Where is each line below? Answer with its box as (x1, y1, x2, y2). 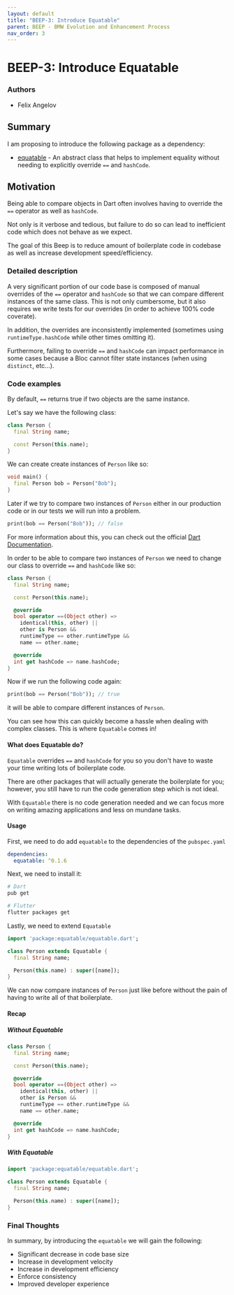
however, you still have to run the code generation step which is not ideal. (7, 784, 219, 793)
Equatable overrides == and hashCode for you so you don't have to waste (7, 756, 213, 765)
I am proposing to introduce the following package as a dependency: (7, 139, 205, 148)
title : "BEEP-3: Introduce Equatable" (7, 17, 120, 24)
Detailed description (7, 267, 78, 276)
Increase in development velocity (17, 1257, 113, 1266)
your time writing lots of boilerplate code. (7, 763, 126, 772)
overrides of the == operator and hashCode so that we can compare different (7, 290, 224, 298)
